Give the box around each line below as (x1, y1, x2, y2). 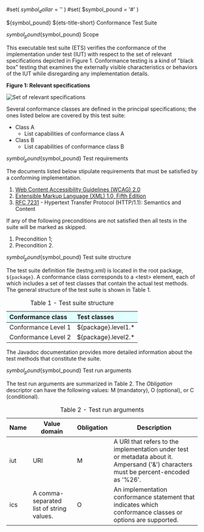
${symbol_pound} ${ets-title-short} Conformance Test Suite (6, 19, 157, 26)
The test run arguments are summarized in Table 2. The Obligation (6, 380, 173, 387)
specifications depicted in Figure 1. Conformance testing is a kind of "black (6, 57, 194, 64)
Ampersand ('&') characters (113, 460, 193, 468)
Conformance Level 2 (9, 333, 71, 342)
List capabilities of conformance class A (24, 130, 124, 137)
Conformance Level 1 (9, 323, 71, 331)
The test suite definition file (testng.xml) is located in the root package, (6, 267, 183, 274)
